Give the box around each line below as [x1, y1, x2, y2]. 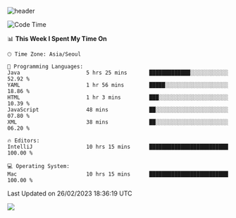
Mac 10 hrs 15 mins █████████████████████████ [7, 171, 229, 178]
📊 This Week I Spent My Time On [7, 35, 107, 42]
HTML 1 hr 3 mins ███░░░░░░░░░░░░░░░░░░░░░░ [7, 94, 229, 101]
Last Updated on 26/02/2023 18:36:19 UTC [7, 189, 132, 198]
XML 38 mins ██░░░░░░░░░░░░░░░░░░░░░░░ [7, 119, 229, 126]
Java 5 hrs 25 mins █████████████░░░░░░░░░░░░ [7, 69, 229, 76]
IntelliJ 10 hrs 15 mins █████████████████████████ [7, 143, 229, 150]
